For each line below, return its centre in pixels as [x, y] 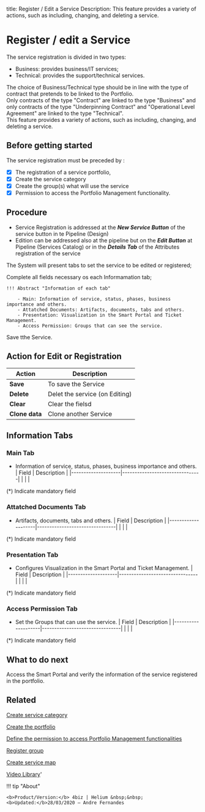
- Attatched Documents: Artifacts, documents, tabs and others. [101, 310]
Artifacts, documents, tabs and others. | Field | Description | [91, 521]
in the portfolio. [25, 681]
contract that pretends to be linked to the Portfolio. [70, 94]
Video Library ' [24, 774]
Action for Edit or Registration [64, 357]
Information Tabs [40, 436]
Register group [25, 750]
